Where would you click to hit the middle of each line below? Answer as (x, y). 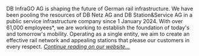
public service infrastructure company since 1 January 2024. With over (95, 21)
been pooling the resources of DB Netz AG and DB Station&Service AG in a (99, 15)
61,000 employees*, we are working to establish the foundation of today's (98, 27)
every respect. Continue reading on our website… (68, 46)
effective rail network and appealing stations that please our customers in (98, 40)
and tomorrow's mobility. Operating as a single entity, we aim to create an (98, 34)
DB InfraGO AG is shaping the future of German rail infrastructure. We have (100, 9)
